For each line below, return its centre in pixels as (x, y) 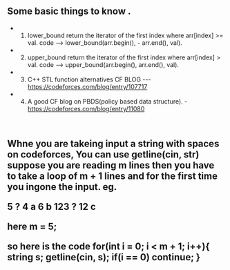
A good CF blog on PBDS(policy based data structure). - (107, 101)
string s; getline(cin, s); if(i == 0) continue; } (104, 257)
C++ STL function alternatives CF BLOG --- (89, 79)
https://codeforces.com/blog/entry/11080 (86, 108)
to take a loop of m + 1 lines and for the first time (112, 176)
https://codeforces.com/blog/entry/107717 (87, 86)
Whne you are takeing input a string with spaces (113, 144)
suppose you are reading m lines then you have (111, 165)
